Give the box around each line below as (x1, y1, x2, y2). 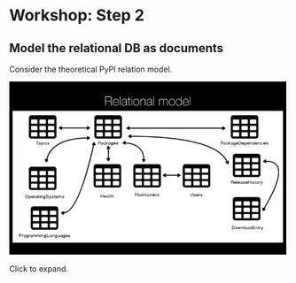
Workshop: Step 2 (9, 5, 144, 26)
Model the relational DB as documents (9, 41, 224, 56)
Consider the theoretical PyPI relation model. (9, 64, 173, 74)
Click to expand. (9, 264, 69, 274)
